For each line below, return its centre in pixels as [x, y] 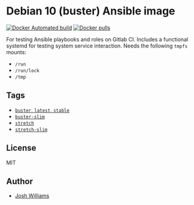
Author [19, 181]
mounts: [16, 52]
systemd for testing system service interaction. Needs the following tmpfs [97, 46]
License [21, 148]
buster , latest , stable [42, 110]
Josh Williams [32, 196]
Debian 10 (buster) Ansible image [91, 11]
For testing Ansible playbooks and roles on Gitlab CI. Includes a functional [97, 39]
